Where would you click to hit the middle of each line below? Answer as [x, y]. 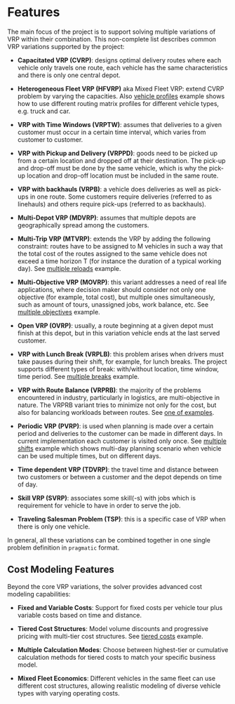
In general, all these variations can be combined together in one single [109, 540]
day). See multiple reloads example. [69, 268]
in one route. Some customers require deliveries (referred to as [121, 197]
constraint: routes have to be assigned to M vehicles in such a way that [120, 246]
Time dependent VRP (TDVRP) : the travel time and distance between [118, 469]
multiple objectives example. [59, 312]
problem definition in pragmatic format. [63, 547]
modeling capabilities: [39, 594]
